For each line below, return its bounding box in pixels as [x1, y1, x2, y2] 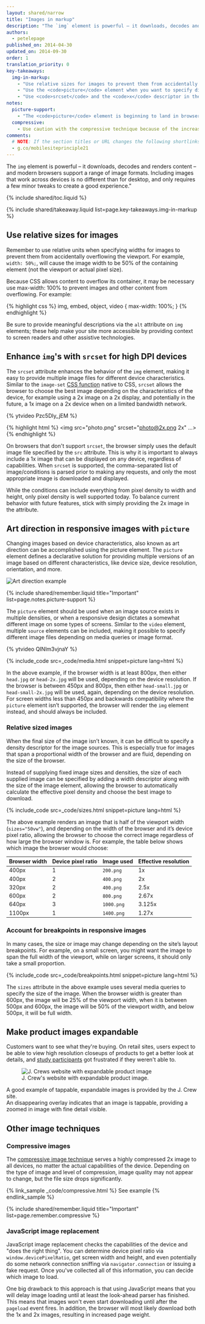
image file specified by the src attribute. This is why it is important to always [6, 448, 198, 456]
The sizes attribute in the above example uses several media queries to [6, 983, 186, 990]
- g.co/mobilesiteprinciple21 [12, 145, 88, 152]
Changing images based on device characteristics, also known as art [6, 539, 180, 547]
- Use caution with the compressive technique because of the [17, 126, 179, 132]
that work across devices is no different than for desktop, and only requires [6, 176, 196, 183]
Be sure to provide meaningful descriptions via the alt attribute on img [6, 321, 183, 328]
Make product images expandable [6, 1026, 138, 1037]
